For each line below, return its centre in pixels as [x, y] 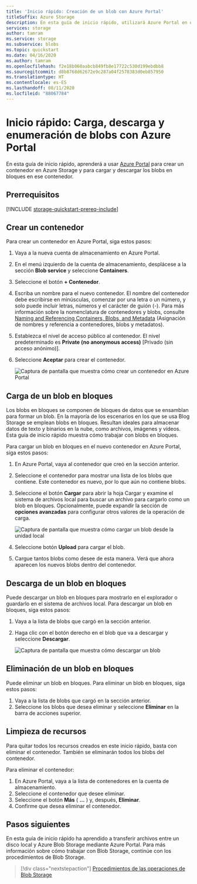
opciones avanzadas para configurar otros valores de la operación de [99, 512]
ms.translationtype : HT [35, 77]
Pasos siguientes [38, 824]
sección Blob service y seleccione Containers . [72, 270]
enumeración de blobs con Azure [89, 135]
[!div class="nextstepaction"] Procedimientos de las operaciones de [103, 869]
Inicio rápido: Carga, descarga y [85, 123]
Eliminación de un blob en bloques [70, 669]
